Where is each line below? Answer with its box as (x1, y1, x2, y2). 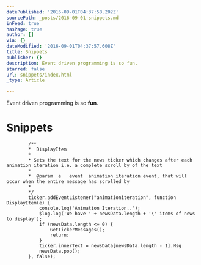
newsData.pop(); (38, 248, 81, 255)
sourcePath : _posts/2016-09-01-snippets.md (6, 15, 119, 21)
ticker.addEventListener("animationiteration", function (28, 195, 176, 201)
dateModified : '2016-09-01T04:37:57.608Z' (6, 43, 116, 50)
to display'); (6, 216, 43, 222)
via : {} (6, 37, 26, 43)
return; (49, 232, 70, 239)
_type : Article (6, 77, 45, 83)
